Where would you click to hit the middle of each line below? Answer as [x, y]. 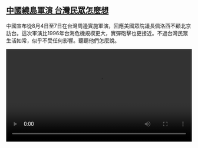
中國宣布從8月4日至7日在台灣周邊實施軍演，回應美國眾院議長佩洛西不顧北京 [99, 26]
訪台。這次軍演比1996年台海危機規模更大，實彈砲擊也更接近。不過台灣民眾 [97, 33]
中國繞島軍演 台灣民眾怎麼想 [57, 11]
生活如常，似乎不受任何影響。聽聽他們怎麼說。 [63, 41]
